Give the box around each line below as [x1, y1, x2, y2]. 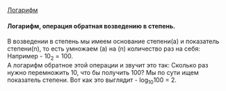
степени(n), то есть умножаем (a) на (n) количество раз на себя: [7, 44, 200, 53]
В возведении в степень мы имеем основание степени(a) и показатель [7, 38, 220, 46]
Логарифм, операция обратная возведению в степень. [7, 22, 176, 30]
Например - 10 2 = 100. [7, 52, 73, 62]
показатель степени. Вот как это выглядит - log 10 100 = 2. [7, 76, 177, 85]
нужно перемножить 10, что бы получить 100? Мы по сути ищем [7, 69, 200, 76]
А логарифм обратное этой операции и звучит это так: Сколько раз [7, 61, 209, 69]
